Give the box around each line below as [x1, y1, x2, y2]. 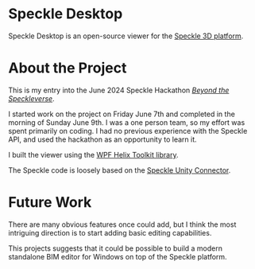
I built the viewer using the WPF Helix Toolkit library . [8, 150, 179, 159]
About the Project [8, 59, 127, 77]
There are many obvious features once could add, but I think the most [8, 220, 237, 229]
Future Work [8, 193, 92, 212]
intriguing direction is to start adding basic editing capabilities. [8, 228, 212, 237]
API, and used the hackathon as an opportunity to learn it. [8, 134, 197, 144]
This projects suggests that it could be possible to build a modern [8, 244, 222, 253]
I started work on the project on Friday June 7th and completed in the [8, 109, 236, 119]
